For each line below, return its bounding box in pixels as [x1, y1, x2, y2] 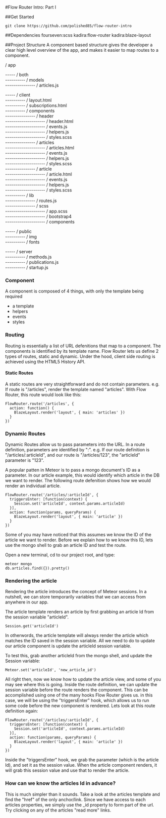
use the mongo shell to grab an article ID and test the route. [5, 542, 127, 548]
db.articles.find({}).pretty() [5, 566, 70, 571]
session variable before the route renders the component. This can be [5, 687, 148, 693]
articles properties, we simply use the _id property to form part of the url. [5, 802, 155, 808]
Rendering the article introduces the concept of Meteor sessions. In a [5, 589, 147, 595]
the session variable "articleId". [5, 614, 69, 620]
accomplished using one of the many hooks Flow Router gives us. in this [5, 692, 153, 698]
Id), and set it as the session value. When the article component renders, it [5, 762, 157, 768]
